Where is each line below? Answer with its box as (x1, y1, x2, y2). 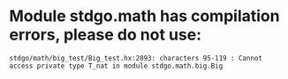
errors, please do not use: (9, 25, 201, 45)
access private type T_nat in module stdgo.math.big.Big (9, 61, 224, 70)
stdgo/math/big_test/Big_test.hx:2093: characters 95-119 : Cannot (9, 54, 263, 62)
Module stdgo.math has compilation (9, 6, 280, 26)
